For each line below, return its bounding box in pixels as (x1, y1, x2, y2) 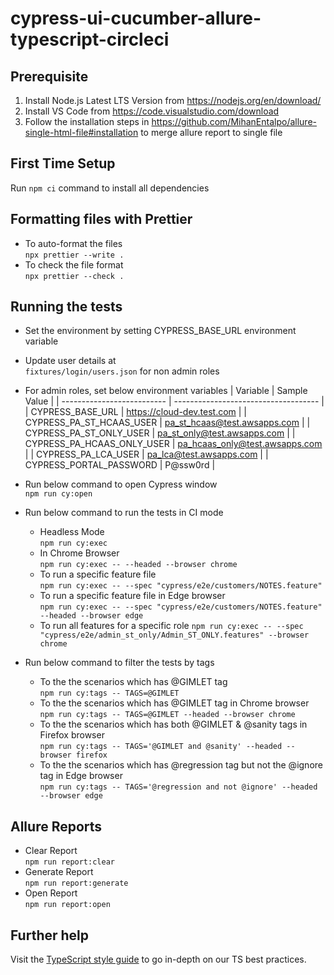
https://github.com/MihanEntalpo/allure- (151, 116, 318, 127)
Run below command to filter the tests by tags (24, 657, 215, 669)
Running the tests (10, 298, 123, 316)
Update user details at (24, 355, 117, 367)
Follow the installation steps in (24, 116, 150, 127)
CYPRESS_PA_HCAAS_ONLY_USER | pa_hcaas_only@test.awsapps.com (24, 438, 323, 450)
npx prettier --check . (24, 271, 125, 281)
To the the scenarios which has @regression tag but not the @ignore (39, 759, 323, 771)
